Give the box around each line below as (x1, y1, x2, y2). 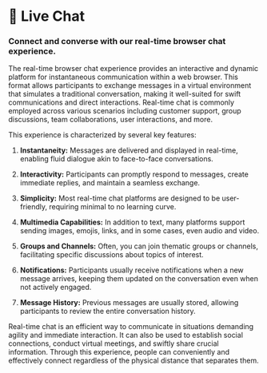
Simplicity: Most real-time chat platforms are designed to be (19, 193, 221, 203)
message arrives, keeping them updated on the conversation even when (19, 274, 258, 284)
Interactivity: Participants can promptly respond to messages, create (19, 169, 249, 179)
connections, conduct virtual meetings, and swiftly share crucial (8, 339, 219, 348)
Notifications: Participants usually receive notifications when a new (19, 265, 244, 275)
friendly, (19, 202, 48, 212)
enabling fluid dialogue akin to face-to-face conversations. (19, 154, 213, 164)
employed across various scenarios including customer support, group (8, 106, 241, 116)
